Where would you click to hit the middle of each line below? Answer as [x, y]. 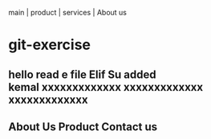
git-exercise [49, 45]
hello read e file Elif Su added [82, 74]
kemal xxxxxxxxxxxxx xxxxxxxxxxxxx [105, 87]
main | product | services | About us [67, 12]
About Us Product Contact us [83, 127]
